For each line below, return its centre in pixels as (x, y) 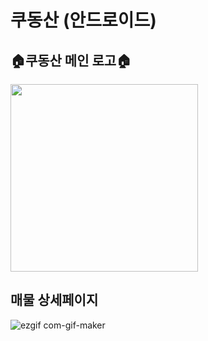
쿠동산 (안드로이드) (83, 20)
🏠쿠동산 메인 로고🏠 (71, 60)
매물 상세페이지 (54, 300)
